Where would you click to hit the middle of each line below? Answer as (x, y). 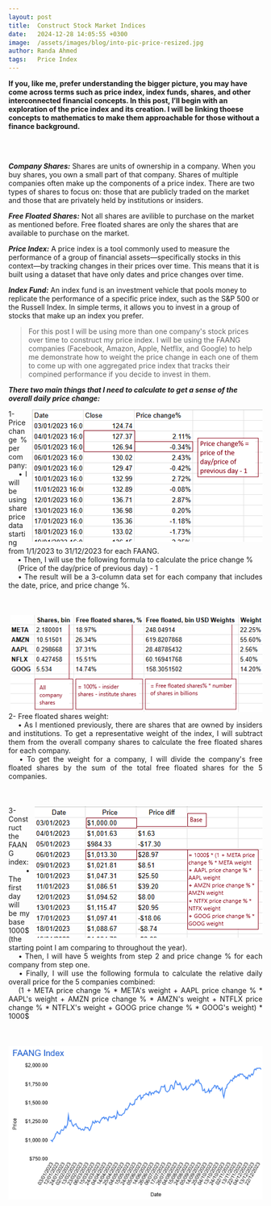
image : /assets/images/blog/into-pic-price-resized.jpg (106, 43)
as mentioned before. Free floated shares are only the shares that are (123, 225)
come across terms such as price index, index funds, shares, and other (130, 92)
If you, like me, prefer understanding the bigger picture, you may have (128, 83)
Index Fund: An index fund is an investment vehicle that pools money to (128, 290)
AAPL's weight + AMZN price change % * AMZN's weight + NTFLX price (135, 999)
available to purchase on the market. (69, 233)
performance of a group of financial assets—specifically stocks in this (125, 257)
